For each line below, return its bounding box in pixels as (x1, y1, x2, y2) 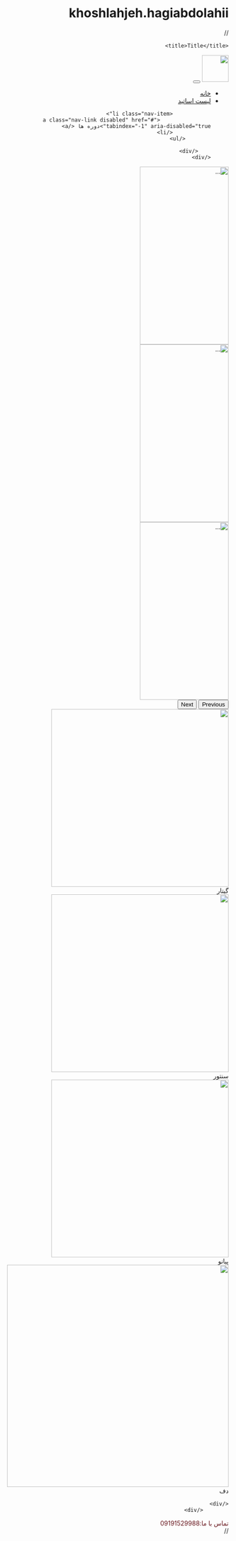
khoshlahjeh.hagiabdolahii (68, 5, 229, 21)
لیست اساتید (177, 96, 211, 104)
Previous (202, 700, 225, 708)
